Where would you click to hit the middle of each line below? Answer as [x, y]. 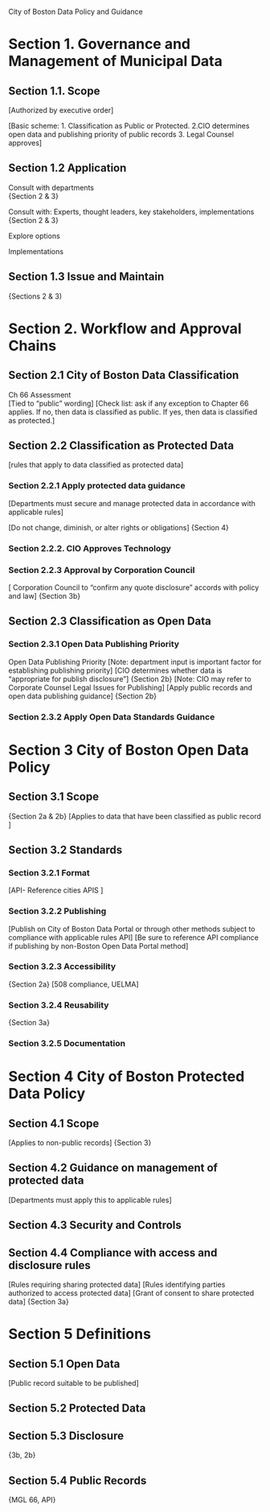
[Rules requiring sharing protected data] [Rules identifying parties [117, 1285]
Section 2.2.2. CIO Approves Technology [90, 548]
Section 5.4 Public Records [78, 1480]
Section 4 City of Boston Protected [127, 1077]
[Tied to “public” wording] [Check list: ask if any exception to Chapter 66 [129, 403]
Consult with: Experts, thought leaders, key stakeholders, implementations [131, 212]
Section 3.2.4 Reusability [59, 1005]
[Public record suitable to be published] [74, 1383]
